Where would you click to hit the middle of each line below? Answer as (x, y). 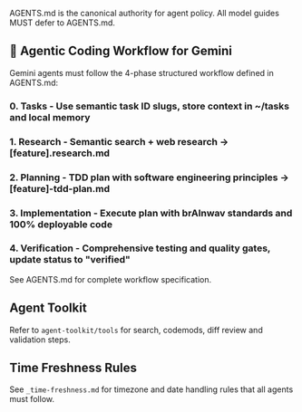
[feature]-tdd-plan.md (60, 188)
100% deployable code (61, 224)
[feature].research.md (60, 153)
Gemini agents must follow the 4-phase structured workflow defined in (141, 72)
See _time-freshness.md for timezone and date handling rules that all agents (151, 389)
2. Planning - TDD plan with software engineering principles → (149, 177)
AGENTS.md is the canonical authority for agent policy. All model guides (144, 13)
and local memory (50, 117)
